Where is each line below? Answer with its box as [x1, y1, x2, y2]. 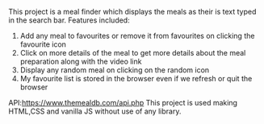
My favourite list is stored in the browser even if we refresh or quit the [19, 74, 253, 83]
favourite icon [19, 39, 67, 49]
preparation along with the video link [19, 56, 142, 66]
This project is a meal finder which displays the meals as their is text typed [8, 7, 257, 16]
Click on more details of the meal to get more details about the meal [19, 48, 246, 57]
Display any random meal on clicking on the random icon [19, 65, 210, 75]
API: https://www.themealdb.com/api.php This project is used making [8, 98, 238, 107]
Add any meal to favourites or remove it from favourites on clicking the [19, 31, 255, 40]
